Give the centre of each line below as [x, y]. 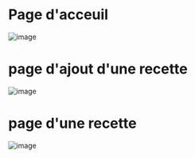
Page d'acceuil [58, 15]
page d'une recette [72, 123]
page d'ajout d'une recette [98, 69]
